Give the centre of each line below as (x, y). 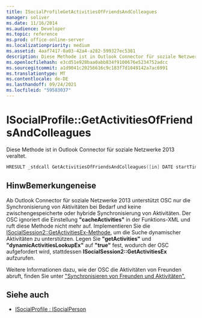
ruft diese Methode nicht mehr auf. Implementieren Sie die (78, 226)
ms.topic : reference (32, 34)
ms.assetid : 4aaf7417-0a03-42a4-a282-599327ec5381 (71, 51)
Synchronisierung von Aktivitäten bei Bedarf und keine (74, 207)
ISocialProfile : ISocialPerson (50, 309)
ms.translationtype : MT (36, 73)
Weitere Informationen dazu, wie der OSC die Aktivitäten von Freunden (94, 269)
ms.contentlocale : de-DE (37, 79)
